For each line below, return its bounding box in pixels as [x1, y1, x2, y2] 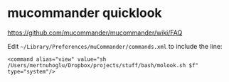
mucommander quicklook [7, 5, 162, 21]
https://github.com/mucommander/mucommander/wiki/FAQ [7, 28, 183, 37]
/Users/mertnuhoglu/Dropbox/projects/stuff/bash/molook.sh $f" [7, 61, 199, 69]
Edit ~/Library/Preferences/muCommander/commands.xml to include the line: [7, 42, 223, 50]
